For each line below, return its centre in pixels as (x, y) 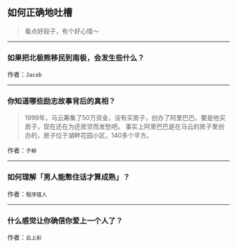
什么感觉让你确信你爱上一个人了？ (65, 220)
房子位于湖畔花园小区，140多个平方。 (98, 136)
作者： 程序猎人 (27, 194)
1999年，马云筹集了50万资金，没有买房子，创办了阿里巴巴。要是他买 (125, 118)
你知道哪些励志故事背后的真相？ (62, 101)
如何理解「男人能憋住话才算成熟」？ (69, 177)
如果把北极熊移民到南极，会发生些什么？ (76, 57)
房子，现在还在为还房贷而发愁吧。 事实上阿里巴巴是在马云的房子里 (121, 126)
